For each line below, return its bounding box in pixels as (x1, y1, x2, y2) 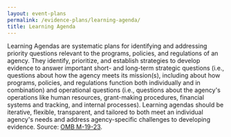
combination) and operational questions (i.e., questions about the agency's (7, 86, 221, 94)
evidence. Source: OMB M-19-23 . (7, 122, 102, 131)
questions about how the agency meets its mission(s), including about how (7, 71, 221, 80)
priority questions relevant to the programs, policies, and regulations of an (7, 49, 219, 57)
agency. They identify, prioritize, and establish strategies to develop (7, 57, 201, 65)
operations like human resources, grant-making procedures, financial (7, 93, 205, 102)
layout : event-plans (7, 10, 67, 17)
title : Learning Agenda (7, 23, 76, 30)
